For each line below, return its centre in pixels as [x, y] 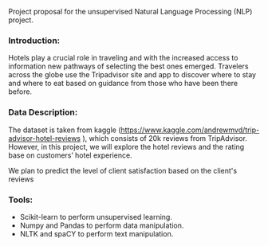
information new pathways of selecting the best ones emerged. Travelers [128, 66]
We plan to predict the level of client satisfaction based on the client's [123, 170]
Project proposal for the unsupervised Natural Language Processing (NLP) [130, 12]
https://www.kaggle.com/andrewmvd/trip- [190, 130]
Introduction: [34, 41]
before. [20, 92]
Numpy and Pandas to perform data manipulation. [102, 225]
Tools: [21, 200]
